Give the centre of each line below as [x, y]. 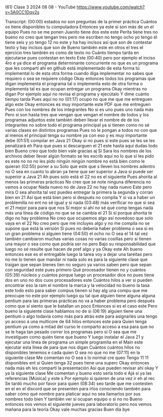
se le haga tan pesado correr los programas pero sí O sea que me [71, 332]
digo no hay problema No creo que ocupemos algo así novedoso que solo [79, 218]
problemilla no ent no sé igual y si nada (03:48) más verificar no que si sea [80, 202]
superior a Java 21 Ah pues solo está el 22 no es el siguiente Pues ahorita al [81, 177]
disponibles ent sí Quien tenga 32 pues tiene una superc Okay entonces [77, 363]
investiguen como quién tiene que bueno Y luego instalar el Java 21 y [74, 337]
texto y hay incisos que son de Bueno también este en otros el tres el [74, 47]
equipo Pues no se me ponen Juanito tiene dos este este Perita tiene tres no [81, 32]
